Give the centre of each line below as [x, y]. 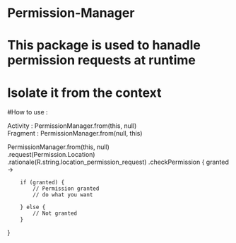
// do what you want [63, 195]
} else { [33, 207]
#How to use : [28, 112]
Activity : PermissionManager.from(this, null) [72, 126]
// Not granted [55, 213]
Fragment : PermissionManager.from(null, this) [75, 134]
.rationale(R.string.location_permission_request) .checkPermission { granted [118, 162]
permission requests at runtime [101, 60]
